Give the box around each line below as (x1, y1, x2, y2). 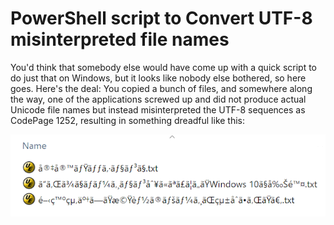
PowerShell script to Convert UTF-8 (10, 7, 313, 30)
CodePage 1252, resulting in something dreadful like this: (10, 114, 246, 126)
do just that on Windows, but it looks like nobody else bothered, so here (10, 72, 307, 84)
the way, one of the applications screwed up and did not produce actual (10, 93, 307, 105)
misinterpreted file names (10, 28, 230, 51)
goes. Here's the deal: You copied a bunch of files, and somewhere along (10, 82, 313, 94)
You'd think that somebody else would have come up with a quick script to (10, 61, 318, 73)
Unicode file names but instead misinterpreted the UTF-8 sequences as (10, 103, 306, 116)
